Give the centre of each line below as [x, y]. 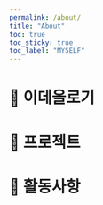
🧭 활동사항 [45, 187]
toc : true [28, 34]
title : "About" [37, 26]
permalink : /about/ [45, 17]
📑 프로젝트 [45, 142]
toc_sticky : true [41, 43]
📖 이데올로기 [52, 98]
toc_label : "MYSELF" [48, 51]
